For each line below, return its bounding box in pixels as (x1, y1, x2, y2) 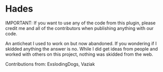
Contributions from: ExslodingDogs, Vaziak (5, 61, 95, 67)
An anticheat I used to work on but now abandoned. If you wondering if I (5, 40, 157, 46)
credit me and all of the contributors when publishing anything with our (5, 25, 154, 31)
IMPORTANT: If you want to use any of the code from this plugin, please (5, 20, 156, 26)
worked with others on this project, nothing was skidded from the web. (5, 51, 153, 57)
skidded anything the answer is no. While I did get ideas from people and (5, 46, 158, 52)
